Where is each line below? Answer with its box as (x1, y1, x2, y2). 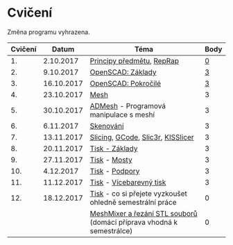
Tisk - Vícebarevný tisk (89, 177, 166, 187)
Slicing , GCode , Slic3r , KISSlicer (89, 132, 194, 142)
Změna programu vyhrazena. (7, 28, 90, 36)
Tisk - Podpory (89, 166, 140, 176)
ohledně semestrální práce (89, 197, 177, 207)
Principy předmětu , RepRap (89, 56, 179, 65)
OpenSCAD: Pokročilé (89, 78, 162, 88)
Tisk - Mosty (89, 155, 133, 164)
